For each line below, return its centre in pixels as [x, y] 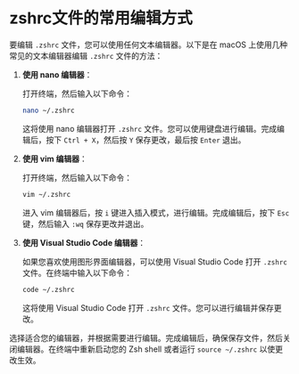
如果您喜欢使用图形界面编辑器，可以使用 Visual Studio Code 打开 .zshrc [154, 261]
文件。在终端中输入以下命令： [77, 272]
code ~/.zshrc [48, 289]
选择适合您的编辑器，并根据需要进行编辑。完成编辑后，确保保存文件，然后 [146, 337]
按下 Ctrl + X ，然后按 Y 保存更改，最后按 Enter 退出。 [146, 140]
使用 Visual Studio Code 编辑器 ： [84, 242]
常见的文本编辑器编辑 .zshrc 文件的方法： [86, 55]
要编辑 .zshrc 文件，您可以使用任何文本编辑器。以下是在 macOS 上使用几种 [149, 45]
